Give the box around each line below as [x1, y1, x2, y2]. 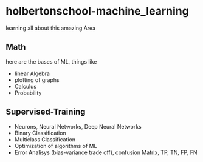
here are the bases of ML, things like [5, 58, 97, 65]
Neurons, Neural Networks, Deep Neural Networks [14, 123, 142, 130]
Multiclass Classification [14, 135, 76, 143]
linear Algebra [14, 70, 50, 77]
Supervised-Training [5, 107, 86, 117]
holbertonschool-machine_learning [5, 4, 189, 18]
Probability [14, 89, 42, 96]
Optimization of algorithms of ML [14, 142, 97, 149]
